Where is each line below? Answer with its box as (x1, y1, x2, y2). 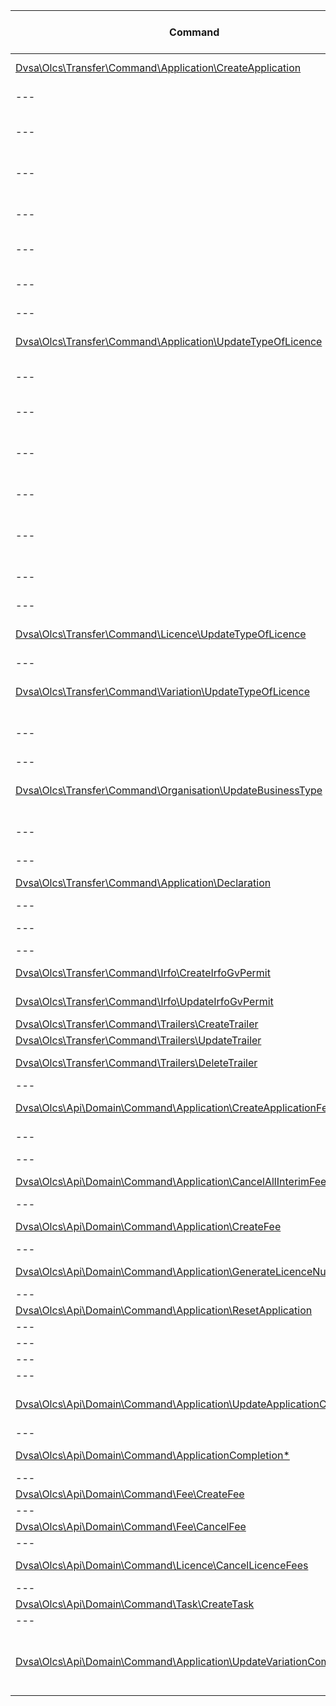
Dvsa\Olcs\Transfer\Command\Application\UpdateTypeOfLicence (15, 335, 323, 348)
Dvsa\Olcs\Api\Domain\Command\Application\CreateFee (15, 1220, 282, 1233)
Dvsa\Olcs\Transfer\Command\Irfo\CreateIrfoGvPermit (15, 966, 271, 979)
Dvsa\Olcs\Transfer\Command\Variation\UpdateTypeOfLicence (15, 685, 310, 698)
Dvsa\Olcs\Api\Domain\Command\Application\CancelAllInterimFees (15, 1175, 332, 1188)
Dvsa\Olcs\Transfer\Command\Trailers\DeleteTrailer (15, 1056, 258, 1069)
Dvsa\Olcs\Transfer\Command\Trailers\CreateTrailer (15, 1017, 259, 1031)
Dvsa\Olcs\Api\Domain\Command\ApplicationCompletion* (15, 1449, 290, 1462)
